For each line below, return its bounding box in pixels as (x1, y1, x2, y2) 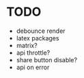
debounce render (16, 27, 66, 35)
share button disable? (16, 55, 78, 64)
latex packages (16, 34, 59, 42)
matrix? (16, 41, 38, 49)
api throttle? (16, 49, 51, 57)
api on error (16, 63, 50, 71)
